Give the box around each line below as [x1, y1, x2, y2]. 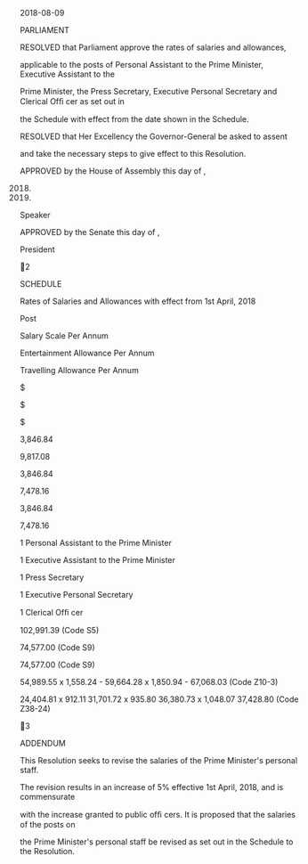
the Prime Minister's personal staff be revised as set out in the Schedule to [20, 836, 294, 847]
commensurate [20, 792, 76, 802]
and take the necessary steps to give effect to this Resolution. [20, 149, 247, 159]
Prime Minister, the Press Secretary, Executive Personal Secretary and [20, 86, 278, 96]
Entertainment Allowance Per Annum [20, 347, 155, 358]
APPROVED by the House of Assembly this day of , [20, 166, 207, 176]
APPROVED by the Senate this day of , [20, 227, 160, 237]
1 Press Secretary [20, 572, 85, 583]
